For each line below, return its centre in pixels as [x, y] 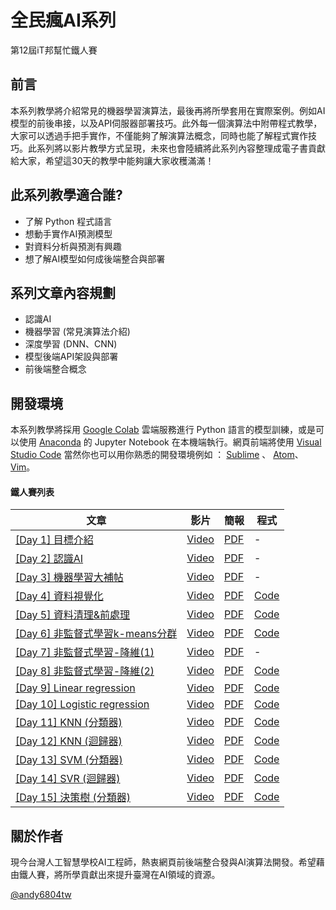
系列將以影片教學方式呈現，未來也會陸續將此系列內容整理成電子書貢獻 [181, 148]
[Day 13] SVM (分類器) [69, 760]
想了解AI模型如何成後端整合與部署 [95, 258]
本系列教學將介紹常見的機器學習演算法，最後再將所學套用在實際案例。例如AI [168, 110]
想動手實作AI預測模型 [68, 233]
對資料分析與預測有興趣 [73, 246]
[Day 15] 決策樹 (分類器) [73, 798]
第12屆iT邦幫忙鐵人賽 [54, 50]
